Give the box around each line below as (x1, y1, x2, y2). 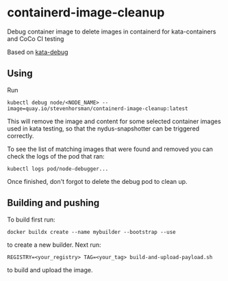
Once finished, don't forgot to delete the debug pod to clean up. (7, 177, 188, 185)
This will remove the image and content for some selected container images (7, 117, 221, 125)
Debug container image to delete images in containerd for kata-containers (7, 27, 216, 36)
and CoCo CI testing (7, 34, 64, 42)
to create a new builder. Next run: (7, 241, 101, 249)
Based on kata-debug (7, 48, 68, 56)
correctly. (7, 131, 34, 139)
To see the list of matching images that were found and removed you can (7, 145, 214, 153)
